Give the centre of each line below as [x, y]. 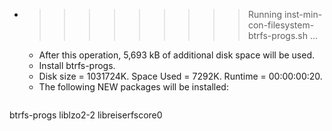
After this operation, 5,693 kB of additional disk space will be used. [176, 55]
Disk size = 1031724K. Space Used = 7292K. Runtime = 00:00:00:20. [180, 76]
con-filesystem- [281, 25]
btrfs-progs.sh [277, 35]
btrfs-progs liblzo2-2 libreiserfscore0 [86, 115]
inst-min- [303, 14]
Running [265, 14]
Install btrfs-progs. [77, 65]
